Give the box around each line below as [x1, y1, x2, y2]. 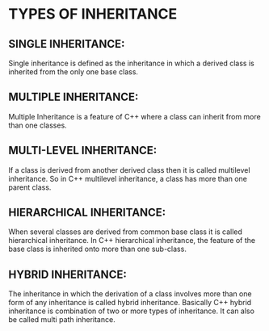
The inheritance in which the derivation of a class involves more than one [8, 289, 252, 299]
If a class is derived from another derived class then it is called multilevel [8, 165, 250, 174]
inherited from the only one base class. [8, 67, 139, 77]
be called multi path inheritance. [8, 315, 116, 325]
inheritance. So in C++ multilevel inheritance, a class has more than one [8, 174, 248, 183]
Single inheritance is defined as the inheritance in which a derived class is [8, 58, 254, 68]
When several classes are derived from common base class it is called [8, 227, 242, 237]
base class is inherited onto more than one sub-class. [8, 244, 187, 254]
